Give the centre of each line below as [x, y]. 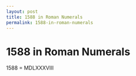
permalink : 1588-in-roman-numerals [50, 22]
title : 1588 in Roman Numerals [44, 17]
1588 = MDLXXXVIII [30, 68]
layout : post [22, 11]
